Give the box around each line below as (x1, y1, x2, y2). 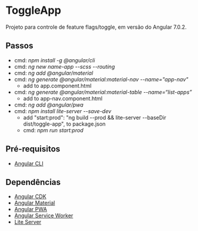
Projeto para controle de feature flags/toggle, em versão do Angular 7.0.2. (5, 23, 187, 31)
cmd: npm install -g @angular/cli (14, 56, 95, 63)
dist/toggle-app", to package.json (23, 120, 106, 127)
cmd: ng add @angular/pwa (14, 101, 84, 108)
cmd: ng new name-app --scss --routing (14, 63, 115, 70)
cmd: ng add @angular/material (14, 69, 94, 77)
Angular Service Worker (14, 212, 73, 219)
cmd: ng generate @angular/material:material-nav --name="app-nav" (14, 75, 188, 83)
